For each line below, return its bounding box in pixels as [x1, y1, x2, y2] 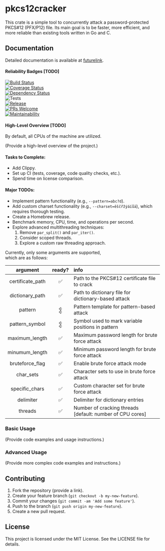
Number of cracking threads [73, 404, 139, 411]
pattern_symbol [9, 320, 46, 327]
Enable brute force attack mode [73, 360, 146, 367]
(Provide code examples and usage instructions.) [5, 436, 105, 442]
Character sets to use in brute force [73, 368, 156, 375]
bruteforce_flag [9, 360, 46, 367]
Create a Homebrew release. [12, 213, 71, 220]
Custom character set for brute [73, 382, 145, 389]
